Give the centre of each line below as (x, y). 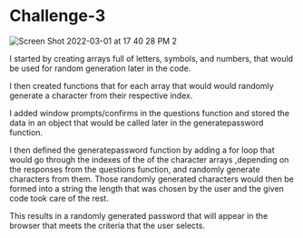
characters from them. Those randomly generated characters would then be (152, 179)
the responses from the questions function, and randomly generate (135, 169)
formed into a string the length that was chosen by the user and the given (147, 188)
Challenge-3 (58, 16)
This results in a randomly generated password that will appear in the (139, 215)
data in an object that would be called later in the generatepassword (137, 123)
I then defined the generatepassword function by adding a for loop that (142, 150)
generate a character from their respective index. (101, 95)
